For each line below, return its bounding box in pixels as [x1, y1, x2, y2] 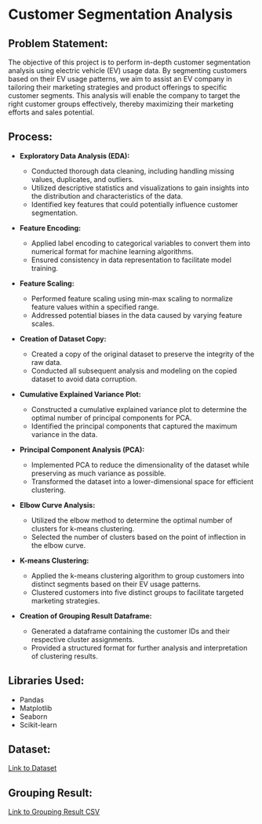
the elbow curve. [31, 540, 86, 550]
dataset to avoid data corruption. [31, 374, 137, 384]
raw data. [31, 357, 63, 366]
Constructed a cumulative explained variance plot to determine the [31, 404, 247, 414]
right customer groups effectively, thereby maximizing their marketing [8, 100, 234, 108]
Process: [8, 130, 53, 144]
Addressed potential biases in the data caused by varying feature [31, 310, 242, 319]
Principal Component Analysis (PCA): [19, 445, 145, 454]
